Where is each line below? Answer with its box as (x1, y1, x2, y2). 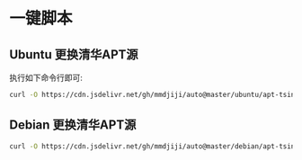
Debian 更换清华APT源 (9, 118, 137, 133)
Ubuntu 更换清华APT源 (9, 47, 138, 62)
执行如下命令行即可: (9, 73, 84, 83)
